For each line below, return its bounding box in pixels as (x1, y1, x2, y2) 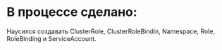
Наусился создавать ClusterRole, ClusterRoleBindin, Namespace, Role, (6, 27, 216, 35)
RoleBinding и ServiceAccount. (6, 34, 97, 42)
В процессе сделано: (6, 4, 138, 20)
